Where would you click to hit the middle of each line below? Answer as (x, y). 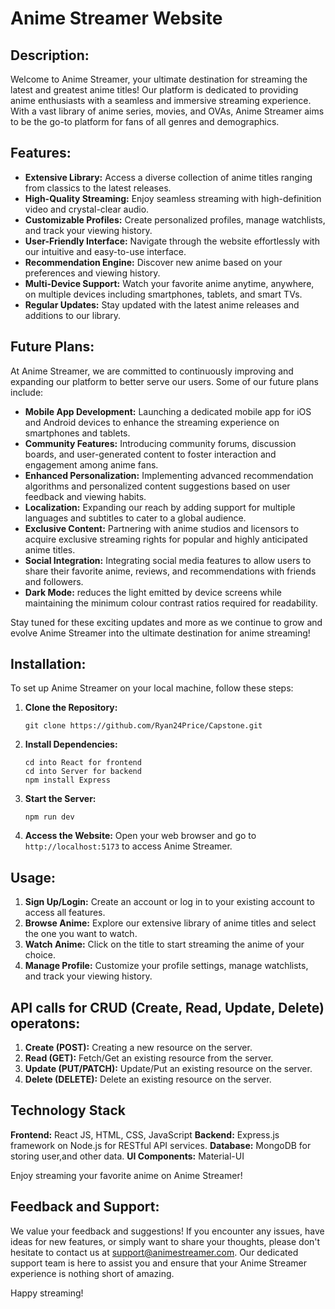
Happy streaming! (47, 1293)
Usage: (33, 877)
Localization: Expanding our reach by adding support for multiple (160, 507)
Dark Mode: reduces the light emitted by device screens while (153, 592)
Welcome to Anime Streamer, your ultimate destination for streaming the (159, 79)
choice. (40, 955)
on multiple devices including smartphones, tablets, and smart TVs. (163, 294)
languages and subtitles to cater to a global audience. (135, 518)
